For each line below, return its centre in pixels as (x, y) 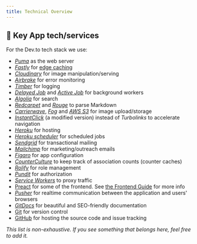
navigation (27, 124)
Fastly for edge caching (43, 67)
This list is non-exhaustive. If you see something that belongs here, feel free (98, 230)
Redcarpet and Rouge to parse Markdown (65, 105)
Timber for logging (37, 86)
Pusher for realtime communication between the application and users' (101, 193)
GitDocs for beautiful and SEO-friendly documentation (81, 206)
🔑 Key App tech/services (52, 36)
